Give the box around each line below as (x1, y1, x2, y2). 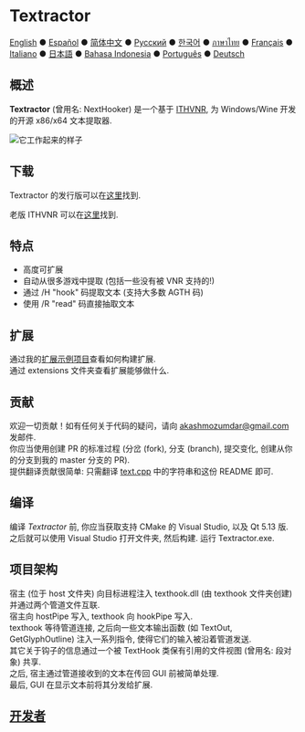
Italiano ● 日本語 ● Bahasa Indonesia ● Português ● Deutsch (9, 47, 245, 59)
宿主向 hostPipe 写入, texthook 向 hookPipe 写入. (9, 611, 194, 622)
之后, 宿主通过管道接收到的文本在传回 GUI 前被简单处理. (9, 667, 219, 678)
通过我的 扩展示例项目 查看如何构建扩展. (9, 353, 157, 365)
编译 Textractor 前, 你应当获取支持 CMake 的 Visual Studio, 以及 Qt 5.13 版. (9, 521, 289, 532)
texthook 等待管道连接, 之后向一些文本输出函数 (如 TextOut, (9, 622, 233, 633)
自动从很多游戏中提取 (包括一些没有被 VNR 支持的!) (22, 276, 216, 287)
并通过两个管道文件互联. (9, 599, 100, 610)
